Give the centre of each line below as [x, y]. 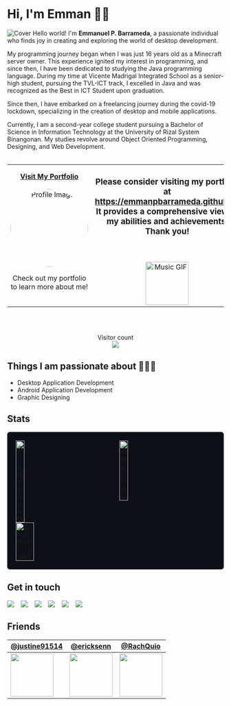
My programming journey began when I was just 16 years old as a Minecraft [114, 54]
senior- [214, 76]
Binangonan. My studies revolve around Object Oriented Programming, [108, 139]
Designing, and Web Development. [56, 146]
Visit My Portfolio [49, 176]
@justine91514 [37, 646]
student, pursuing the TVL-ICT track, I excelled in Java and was [111, 83]
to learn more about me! [49, 287]
